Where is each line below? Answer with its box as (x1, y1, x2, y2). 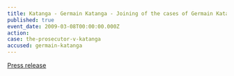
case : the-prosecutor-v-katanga (7, 36, 101, 43)
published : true (7, 17, 54, 23)
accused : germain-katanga (7, 42, 82, 49)
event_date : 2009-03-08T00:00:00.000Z (7, 23, 120, 30)
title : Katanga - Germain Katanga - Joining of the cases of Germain (7, 10, 214, 17)
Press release (7, 61, 47, 69)
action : (7, 29, 30, 37)
